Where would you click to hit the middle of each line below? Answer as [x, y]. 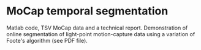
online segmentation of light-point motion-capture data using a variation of [101, 34]
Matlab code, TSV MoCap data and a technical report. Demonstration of [97, 28]
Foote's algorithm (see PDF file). [47, 40]
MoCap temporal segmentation [87, 11]
